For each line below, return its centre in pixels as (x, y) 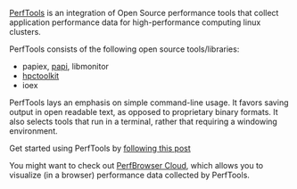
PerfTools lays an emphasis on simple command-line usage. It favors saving (149, 103)
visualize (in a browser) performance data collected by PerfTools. (129, 175)
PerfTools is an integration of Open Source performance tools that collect (144, 13)
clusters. (25, 32)
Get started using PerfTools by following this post (100, 148)
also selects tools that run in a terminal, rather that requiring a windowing (144, 121)
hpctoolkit (41, 76)
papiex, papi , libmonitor (66, 66)
